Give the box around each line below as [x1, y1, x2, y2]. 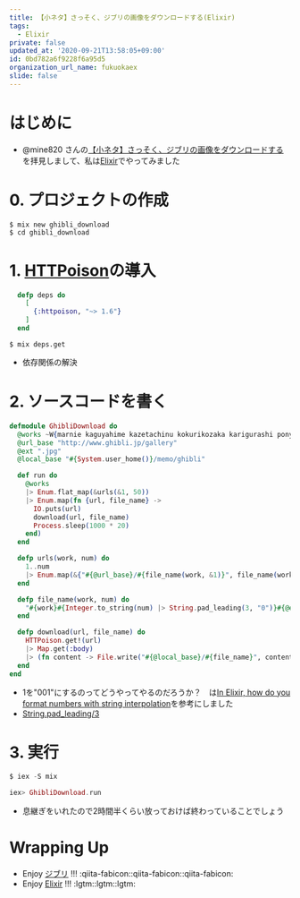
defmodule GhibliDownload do [9, 422, 118, 431]
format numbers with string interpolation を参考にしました [21, 697, 234, 708]
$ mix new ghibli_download [9, 220, 110, 229]
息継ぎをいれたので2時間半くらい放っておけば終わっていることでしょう [21, 806, 285, 817]
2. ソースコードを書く [9, 391, 168, 412]
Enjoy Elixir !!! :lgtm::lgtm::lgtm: [21, 878, 136, 889]
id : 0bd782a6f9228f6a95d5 [9, 55, 105, 64]
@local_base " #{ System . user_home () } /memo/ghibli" [17, 455, 205, 464]
